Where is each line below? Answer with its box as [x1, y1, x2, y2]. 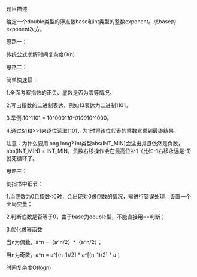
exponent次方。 [6, 26, 46, 32]
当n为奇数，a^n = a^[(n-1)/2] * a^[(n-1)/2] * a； [6, 251, 122, 258]
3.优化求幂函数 [6, 226, 43, 233]
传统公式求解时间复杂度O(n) [6, 51, 75, 58]
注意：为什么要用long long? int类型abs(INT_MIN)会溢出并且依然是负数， [6, 140, 184, 147]
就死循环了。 [6, 155, 38, 162]
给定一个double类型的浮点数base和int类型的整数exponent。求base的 [6, 18, 177, 25]
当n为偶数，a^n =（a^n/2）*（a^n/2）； [6, 239, 103, 245]
